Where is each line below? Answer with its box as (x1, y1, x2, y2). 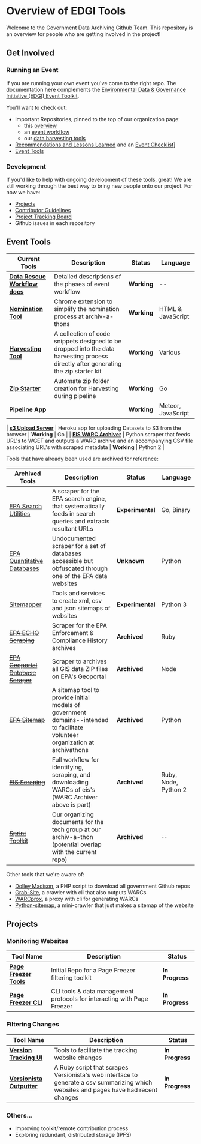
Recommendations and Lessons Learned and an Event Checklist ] (14, 141, 176, 148)
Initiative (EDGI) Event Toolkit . (6, 92, 80, 100)
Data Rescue (9, 272, 47, 280)
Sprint (9, 829, 26, 837)
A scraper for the (51, 487, 100, 495)
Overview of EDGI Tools (6, 4, 126, 18)
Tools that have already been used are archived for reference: (6, 455, 159, 462)
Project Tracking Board (14, 213, 72, 220)
